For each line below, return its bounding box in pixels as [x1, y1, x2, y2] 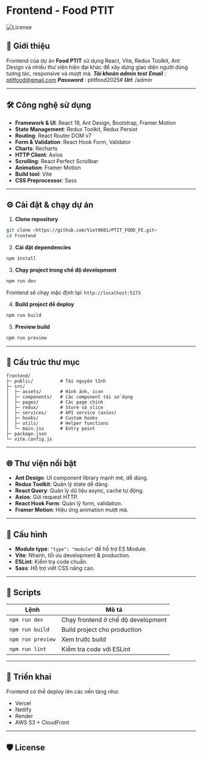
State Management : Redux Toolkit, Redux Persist [14, 125, 138, 132]
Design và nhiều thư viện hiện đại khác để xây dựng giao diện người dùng [6, 63, 188, 70]
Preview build [14, 323, 50, 330]
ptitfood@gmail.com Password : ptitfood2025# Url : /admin [6, 76, 152, 83]
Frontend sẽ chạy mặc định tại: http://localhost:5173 [6, 288, 141, 296]
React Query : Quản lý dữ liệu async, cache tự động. [14, 487, 144, 494]
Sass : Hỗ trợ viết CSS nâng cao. [14, 564, 95, 572]
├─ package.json [6, 431, 47, 437]
